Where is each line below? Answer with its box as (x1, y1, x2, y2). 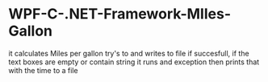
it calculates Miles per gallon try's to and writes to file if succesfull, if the (8, 48, 249, 58)
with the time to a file (8, 65, 78, 75)
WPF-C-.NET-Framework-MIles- (8, 5, 232, 23)
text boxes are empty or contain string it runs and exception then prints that (8, 57, 260, 67)
